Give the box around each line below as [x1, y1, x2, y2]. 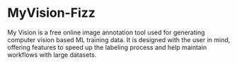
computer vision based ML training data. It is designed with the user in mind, [7, 35, 231, 44]
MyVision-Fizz [7, 5, 96, 21]
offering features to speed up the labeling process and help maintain [7, 43, 207, 51]
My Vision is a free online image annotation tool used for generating [7, 28, 205, 37]
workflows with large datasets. [7, 51, 97, 59]
